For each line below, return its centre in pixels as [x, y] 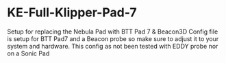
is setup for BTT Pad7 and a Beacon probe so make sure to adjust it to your [113, 38]
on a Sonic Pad [28, 53]
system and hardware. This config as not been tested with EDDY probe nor [113, 46]
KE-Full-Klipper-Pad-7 [72, 13]
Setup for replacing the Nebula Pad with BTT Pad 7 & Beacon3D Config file [113, 32]
